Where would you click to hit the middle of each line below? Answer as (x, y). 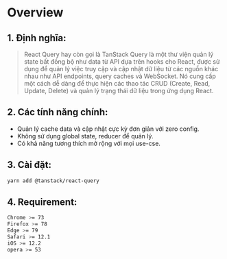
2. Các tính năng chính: (58, 112)
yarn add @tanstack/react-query (53, 181)
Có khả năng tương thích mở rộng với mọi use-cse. (89, 143)
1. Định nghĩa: (37, 38)
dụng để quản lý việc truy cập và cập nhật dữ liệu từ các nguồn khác (121, 69)
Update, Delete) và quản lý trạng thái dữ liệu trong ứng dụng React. (119, 91)
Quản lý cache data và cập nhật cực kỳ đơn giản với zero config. (108, 129)
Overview (35, 13)
